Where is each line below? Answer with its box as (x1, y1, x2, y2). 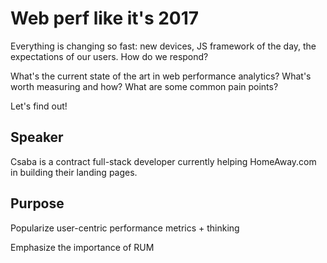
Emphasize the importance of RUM (10, 241, 155, 253)
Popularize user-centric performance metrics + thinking (10, 222, 240, 234)
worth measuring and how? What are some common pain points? (10, 80, 279, 92)
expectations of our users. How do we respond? (10, 50, 209, 62)
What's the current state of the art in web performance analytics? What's (10, 70, 312, 82)
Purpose (10, 195, 65, 212)
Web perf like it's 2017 (10, 7, 200, 30)
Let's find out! (10, 100, 68, 112)
